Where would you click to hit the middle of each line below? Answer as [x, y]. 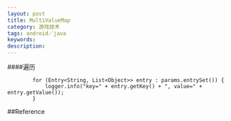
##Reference [26, 112]
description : [26, 46]
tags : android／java [37, 33]
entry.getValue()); [36, 92]
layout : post [26, 14]
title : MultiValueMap [39, 20]
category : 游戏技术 [34, 27]
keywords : [22, 40]
